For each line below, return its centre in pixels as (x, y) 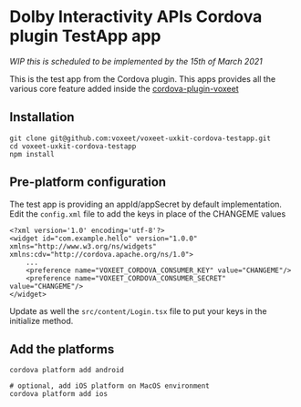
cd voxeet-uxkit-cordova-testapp (73, 146)
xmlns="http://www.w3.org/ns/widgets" (83, 246)
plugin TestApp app (85, 36)
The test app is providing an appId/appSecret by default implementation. (146, 204)
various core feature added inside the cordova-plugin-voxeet (124, 88)
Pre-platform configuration (88, 183)
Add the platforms (62, 349)
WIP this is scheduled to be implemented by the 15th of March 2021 (136, 61)
